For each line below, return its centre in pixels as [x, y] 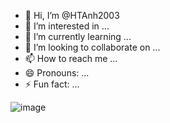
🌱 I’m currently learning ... [78, 36]
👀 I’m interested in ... [67, 26]
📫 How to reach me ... [71, 58]
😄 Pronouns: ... [57, 73]
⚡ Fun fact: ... [52, 84]
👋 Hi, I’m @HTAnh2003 [72, 15]
